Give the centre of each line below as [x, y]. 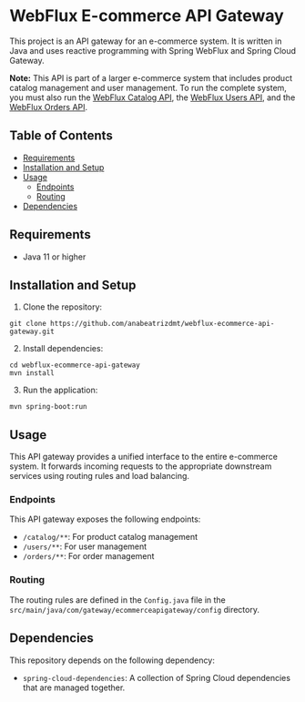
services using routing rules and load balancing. [99, 476]
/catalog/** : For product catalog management [110, 537]
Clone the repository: [62, 307]
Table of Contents [61, 136]
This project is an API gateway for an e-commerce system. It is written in [146, 41]
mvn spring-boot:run [49, 407]
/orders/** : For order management [88, 556]
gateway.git [32, 332]
